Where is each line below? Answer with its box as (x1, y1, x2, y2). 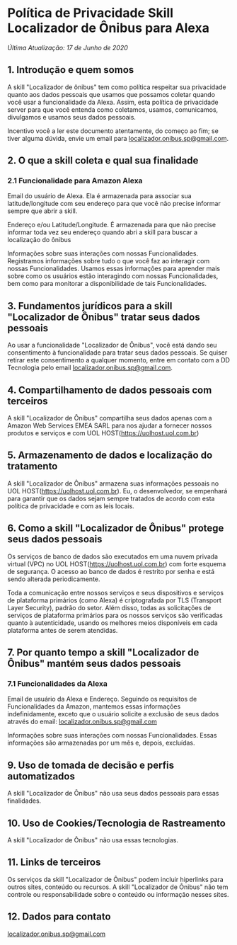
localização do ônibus (7, 236, 71, 244)
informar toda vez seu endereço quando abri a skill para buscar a (7, 228, 198, 236)
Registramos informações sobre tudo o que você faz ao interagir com (7, 257, 210, 265)
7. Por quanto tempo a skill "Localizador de (7, 646, 200, 659)
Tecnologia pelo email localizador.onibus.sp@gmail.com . (7, 363, 173, 372)
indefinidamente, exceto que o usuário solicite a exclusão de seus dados (7, 710, 219, 718)
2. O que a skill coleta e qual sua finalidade (7, 154, 199, 167)
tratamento (7, 460, 58, 472)
